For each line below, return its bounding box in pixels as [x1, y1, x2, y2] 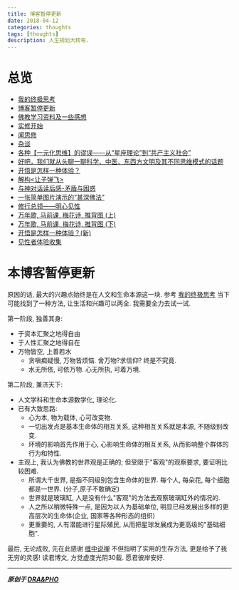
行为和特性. [28, 449, 62, 457]
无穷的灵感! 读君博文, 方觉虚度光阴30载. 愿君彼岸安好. [7, 554, 165, 561]
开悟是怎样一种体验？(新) [17, 229, 92, 238]
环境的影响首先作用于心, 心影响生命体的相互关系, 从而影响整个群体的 [28, 440, 229, 448]
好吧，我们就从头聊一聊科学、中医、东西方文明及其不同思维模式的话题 [17, 158, 224, 166]
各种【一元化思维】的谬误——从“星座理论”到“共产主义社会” [17, 148, 191, 157]
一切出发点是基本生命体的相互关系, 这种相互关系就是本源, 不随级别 [28, 422, 223, 430]
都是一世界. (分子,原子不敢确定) [28, 484, 119, 493]
